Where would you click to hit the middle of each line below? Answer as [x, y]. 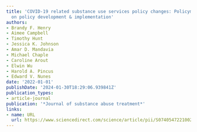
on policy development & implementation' [63, 17]
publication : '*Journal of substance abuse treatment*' [76, 104]
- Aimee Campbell [27, 33]
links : [14, 109]
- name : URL [21, 114]
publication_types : [30, 93]
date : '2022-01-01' [30, 82]
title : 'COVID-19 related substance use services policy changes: [89, 11]
